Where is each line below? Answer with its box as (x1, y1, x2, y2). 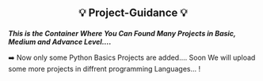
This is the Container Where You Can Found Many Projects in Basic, (8, 29, 236, 39)
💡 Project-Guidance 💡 (78, 6, 188, 20)
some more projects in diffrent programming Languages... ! (8, 64, 201, 74)
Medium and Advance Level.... (8, 37, 112, 46)
